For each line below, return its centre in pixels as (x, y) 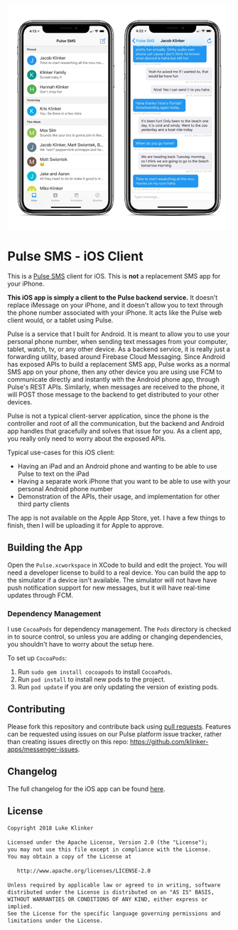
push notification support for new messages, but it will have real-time (109, 587)
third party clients (43, 503)
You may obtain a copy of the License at (70, 857)
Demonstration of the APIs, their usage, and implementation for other (119, 496)
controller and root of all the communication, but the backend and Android (116, 423)
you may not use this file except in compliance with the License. (109, 850)
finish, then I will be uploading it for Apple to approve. (86, 525)
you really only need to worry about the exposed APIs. (87, 438)
